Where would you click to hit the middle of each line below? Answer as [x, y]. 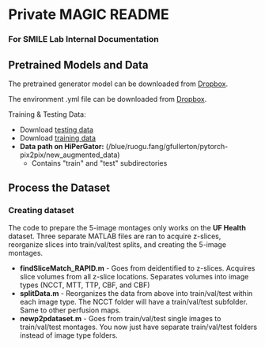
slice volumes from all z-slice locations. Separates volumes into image [134, 276]
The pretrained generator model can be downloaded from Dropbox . [118, 84]
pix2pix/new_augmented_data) [70, 155]
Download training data [58, 138]
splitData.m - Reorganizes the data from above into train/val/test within [136, 293]
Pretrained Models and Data [78, 65]
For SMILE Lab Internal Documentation [84, 39]
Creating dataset [41, 211]
